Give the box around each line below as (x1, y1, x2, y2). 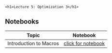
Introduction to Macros (7, 40, 59, 47)
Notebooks (5, 17, 39, 26)
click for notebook (63, 40, 105, 47)
